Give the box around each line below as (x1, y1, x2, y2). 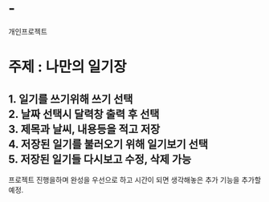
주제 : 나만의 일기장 (8, 58, 127, 76)
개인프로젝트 (8, 26, 48, 36)
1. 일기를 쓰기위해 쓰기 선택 (8, 92, 133, 106)
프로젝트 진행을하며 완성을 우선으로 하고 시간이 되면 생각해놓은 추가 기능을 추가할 (8, 175, 262, 184)
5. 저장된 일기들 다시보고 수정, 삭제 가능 (8, 152, 192, 166)
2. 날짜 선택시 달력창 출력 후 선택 (8, 107, 160, 121)
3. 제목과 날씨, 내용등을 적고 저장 (8, 122, 161, 135)
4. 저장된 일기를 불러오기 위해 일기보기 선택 (8, 137, 209, 151)
